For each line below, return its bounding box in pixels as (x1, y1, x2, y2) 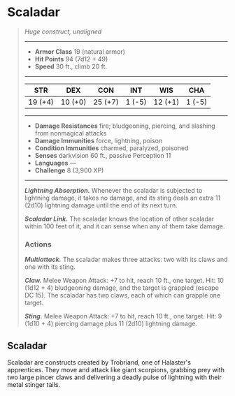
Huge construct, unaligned (24, 27, 102, 36)
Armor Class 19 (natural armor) (34, 47, 126, 56)
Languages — (34, 159, 77, 167)
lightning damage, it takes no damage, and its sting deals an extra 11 (24, 193, 221, 202)
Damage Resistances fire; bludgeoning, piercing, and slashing (34, 122, 215, 130)
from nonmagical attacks (34, 129, 107, 137)
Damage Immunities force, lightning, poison (34, 136, 163, 145)
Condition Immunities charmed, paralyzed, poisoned (34, 144, 189, 152)
